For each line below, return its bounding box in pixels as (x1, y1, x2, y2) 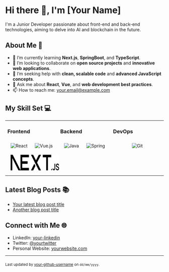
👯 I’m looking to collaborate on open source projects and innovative (12, 60, 155, 66)
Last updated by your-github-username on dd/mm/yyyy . (5, 262, 100, 267)
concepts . (12, 76, 34, 82)
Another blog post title (12, 207, 59, 213)
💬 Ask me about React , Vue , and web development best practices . (12, 81, 153, 87)
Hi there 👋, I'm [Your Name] (5, 5, 121, 16)
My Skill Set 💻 (5, 104, 51, 113)
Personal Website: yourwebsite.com (12, 245, 88, 251)
